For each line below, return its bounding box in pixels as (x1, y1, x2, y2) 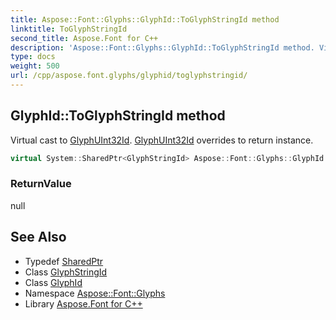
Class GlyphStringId (24, 266, 108, 278)
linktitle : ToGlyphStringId (10, 24, 128, 34)
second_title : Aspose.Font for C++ (10, 33, 159, 43)
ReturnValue (10, 177, 72, 191)
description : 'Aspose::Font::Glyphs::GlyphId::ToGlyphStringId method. (10, 42, 315, 53)
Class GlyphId (24, 276, 83, 288)
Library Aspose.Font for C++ (24, 297, 143, 310)
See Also (10, 229, 67, 246)
